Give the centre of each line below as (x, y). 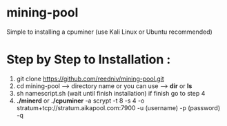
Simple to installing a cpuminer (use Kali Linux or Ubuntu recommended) (110, 32)
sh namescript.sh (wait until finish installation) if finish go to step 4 (111, 93)
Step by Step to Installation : (89, 60)
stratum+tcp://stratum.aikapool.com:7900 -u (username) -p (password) (118, 107)
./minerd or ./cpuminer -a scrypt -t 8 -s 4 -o (80, 101)
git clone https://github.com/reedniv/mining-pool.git (90, 78)
